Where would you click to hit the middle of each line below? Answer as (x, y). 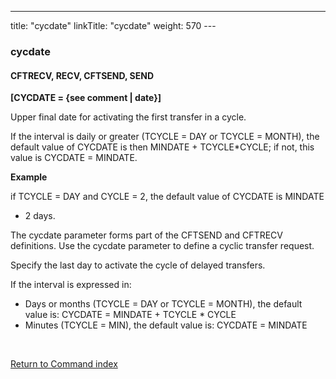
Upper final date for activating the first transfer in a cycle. (128, 117)
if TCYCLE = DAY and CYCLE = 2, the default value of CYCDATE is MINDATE (167, 197)
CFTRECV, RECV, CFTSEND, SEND (82, 75)
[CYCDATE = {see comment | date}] (86, 98)
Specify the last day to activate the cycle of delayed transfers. (138, 265)
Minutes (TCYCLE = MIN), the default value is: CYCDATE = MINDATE (166, 325)
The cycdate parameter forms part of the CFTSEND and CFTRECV (146, 235)
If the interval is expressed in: (71, 285)
